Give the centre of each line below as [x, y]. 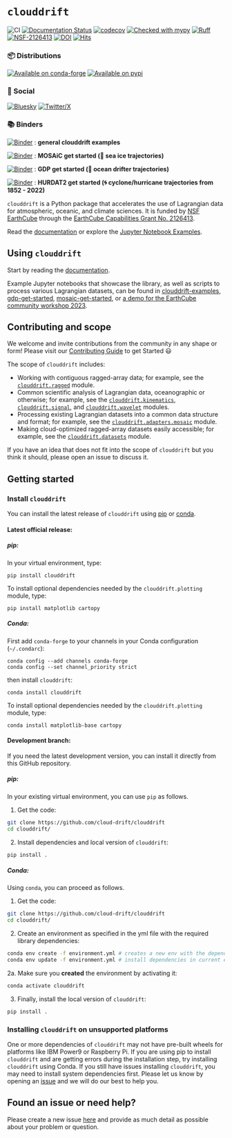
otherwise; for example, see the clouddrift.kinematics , [96, 400]
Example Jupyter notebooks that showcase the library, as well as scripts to [114, 283]
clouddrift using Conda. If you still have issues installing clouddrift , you [111, 1066]
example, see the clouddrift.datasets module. [84, 437]
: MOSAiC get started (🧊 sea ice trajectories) [99, 155]
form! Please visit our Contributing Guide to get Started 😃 [89, 351]
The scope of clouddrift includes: [56, 364]
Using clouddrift [44, 253]
